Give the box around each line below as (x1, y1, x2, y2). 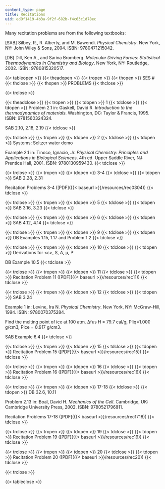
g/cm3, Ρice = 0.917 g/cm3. (5, 324, 61, 330)
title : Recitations (5, 12, 46, 17)
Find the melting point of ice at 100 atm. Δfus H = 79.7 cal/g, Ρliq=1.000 (5, 319, 151, 325)
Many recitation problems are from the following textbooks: (5, 30, 126, 36)
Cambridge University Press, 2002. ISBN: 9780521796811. (5, 404, 123, 410)
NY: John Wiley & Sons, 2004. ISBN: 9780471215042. (5, 45, 114, 51)
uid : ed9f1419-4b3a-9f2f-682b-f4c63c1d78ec (5, 16, 97, 21)
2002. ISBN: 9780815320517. (5, 65, 64, 71)
